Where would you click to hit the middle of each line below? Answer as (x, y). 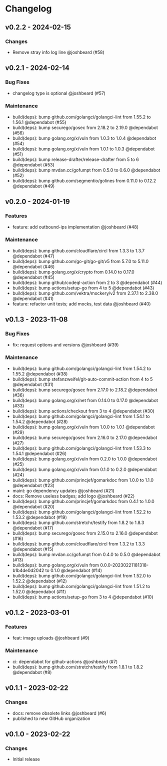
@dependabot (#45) (33, 277)
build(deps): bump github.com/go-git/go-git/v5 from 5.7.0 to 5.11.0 (80, 261)
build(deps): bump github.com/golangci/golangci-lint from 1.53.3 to (81, 448)
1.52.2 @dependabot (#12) (40, 581)
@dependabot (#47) (33, 256)
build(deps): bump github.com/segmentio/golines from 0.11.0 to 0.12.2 (84, 180)
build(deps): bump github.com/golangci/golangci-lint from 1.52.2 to (82, 512)
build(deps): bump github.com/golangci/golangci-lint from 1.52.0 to (82, 575)
